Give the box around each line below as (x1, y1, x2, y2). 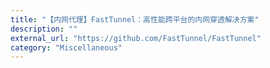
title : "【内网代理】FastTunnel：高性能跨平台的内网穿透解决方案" (10, 14, 260, 25)
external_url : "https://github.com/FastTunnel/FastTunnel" (10, 33, 262, 43)
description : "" (10, 24, 78, 34)
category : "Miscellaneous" (10, 42, 123, 53)
